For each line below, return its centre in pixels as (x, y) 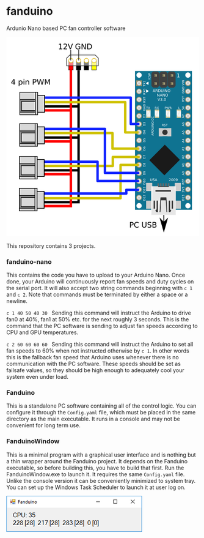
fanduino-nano (29, 261)
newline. (17, 301)
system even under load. (38, 377)
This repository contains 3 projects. (51, 245)
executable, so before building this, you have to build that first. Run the (95, 468)
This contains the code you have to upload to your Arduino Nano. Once (96, 275)
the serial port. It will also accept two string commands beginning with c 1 (100, 288)
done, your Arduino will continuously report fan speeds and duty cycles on (100, 282)
